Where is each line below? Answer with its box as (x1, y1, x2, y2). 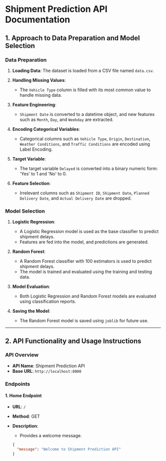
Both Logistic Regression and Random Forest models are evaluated (19, 293, 157, 299)
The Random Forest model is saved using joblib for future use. (19, 318, 149, 324)
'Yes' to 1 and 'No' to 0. (19, 171, 67, 176)
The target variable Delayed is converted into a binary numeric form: (19, 165, 158, 172)
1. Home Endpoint (5, 393, 42, 399)
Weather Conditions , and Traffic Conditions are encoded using (19, 141, 150, 147)
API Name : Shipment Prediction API (12, 363, 85, 369)
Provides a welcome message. (19, 432, 83, 438)
